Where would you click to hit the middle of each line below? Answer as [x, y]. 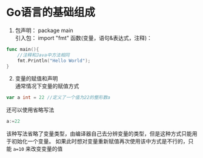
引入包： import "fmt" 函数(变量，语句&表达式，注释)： [84, 38]
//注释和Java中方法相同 [43, 55]
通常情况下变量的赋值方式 [47, 86]
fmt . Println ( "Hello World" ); [54, 61]
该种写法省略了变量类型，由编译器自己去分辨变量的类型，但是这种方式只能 [99, 134]
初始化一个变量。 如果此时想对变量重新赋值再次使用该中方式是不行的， [100, 141]
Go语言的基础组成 [51, 12]
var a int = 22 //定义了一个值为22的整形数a [58, 97]
